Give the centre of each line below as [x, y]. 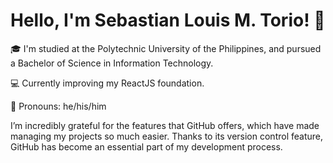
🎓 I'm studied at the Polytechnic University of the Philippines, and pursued [166, 48]
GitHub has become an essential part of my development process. [146, 146]
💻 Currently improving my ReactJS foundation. [107, 83]
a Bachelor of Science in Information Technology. [112, 63]
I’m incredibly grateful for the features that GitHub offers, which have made [165, 125]
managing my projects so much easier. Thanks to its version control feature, [167, 136]
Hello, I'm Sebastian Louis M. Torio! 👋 [168, 20]
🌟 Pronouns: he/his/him [58, 106]
